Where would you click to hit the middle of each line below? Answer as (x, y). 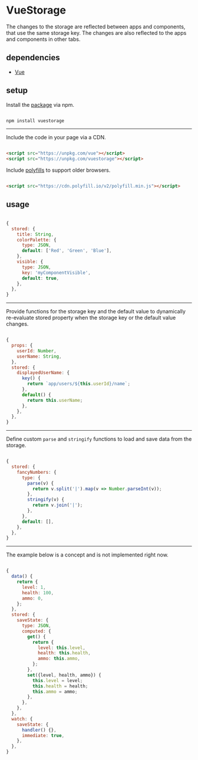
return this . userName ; (55, 400)
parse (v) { (41, 483)
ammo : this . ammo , (59, 659)
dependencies (33, 58)
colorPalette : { (37, 240)
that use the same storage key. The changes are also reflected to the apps (96, 32)
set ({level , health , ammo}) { (64, 675)
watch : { (22, 719)
